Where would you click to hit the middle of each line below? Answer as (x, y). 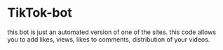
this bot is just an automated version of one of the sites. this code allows (111, 32)
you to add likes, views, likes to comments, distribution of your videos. (109, 39)
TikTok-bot (40, 13)
